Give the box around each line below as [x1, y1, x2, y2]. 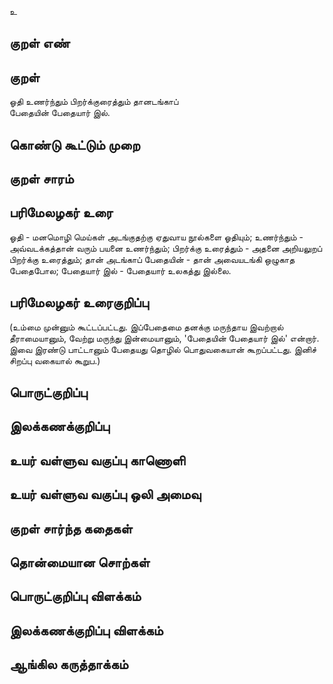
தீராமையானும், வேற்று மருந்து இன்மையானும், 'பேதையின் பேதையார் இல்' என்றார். [9, 332, 320, 344]
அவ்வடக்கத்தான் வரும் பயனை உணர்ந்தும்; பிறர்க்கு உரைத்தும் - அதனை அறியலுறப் [9, 242, 323, 254]
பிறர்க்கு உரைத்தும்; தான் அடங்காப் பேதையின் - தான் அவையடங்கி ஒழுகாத [9, 253, 296, 265]
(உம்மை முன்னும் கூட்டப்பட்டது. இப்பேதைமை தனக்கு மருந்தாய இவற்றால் [9, 321, 284, 333]
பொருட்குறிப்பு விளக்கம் [9, 588, 142, 605]
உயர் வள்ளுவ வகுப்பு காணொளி [9, 452, 186, 469]
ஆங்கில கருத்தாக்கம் [9, 656, 129, 673]
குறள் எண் [9, 35, 71, 52]
